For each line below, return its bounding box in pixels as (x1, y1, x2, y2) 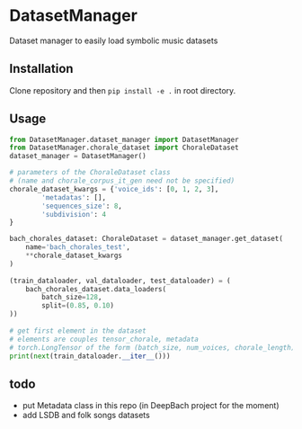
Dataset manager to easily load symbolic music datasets (9, 35, 218, 46)
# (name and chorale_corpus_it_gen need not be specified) (9, 176, 235, 185)
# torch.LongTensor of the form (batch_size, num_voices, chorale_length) (9, 343, 296, 352)
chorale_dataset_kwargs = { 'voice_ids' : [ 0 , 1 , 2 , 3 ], (9, 184, 219, 193)
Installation (9, 61, 74, 76)
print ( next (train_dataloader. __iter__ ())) (9, 352, 171, 361)
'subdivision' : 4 (41, 210, 106, 219)
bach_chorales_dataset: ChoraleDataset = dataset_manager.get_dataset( (9, 235, 283, 244)
